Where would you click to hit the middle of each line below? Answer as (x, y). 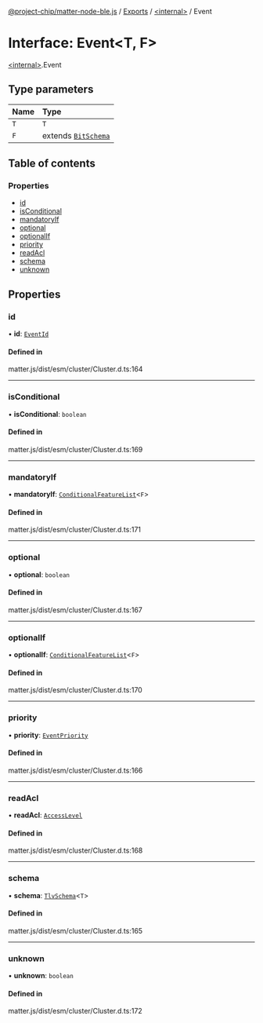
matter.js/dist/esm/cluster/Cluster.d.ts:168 (76, 850)
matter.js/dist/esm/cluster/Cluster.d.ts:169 (76, 449)
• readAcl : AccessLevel (45, 815)
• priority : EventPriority (48, 735)
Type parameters (51, 90)
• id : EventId (29, 334)
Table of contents (52, 164)
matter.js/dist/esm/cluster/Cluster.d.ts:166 (76, 770)
